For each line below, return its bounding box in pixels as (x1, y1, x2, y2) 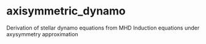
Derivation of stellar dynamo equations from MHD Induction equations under (6, 24, 200, 31)
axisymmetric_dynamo (6, 4, 126, 18)
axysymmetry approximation (6, 30, 78, 37)
